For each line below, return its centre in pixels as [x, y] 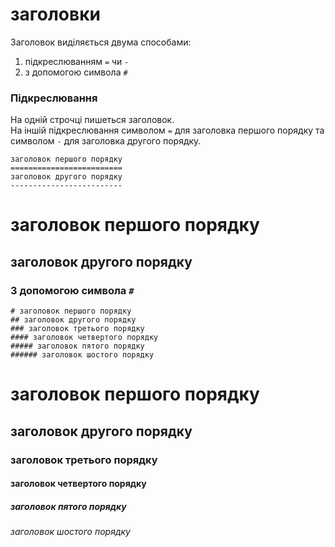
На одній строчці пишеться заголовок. [92, 120]
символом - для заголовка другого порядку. [106, 141]
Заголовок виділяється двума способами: [101, 42]
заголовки [55, 14]
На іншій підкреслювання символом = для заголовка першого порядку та [167, 130]
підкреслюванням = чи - [77, 61]
